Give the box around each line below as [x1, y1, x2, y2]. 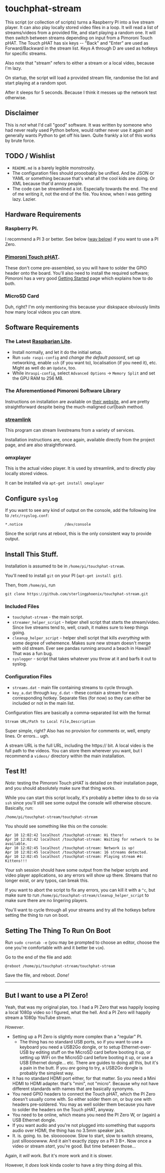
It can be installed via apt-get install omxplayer [5, 480, 105, 486]
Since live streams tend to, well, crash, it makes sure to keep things [12, 624, 149, 631]
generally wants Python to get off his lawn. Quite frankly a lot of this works [5, 132, 156, 138]
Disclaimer [5, 109, 39, 117]
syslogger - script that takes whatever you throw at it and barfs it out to [12, 656, 157, 662]
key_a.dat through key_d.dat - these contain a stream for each [12, 690, 139, 695]
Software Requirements [5, 323, 80, 332]
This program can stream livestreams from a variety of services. [5, 427, 135, 433]
